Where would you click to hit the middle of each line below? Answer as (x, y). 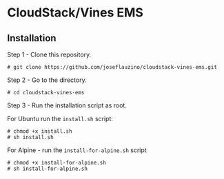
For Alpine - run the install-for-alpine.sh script (77, 150)
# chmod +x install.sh (40, 131)
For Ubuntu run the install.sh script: (60, 119)
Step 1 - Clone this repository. (49, 54)
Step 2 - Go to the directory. (47, 80)
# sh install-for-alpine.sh (48, 169)
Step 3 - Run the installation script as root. (67, 105)
